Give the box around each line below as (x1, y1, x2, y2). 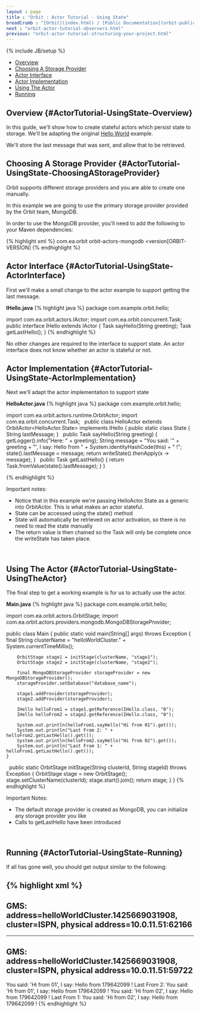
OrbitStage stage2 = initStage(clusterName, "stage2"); (17, 659, 159, 665)
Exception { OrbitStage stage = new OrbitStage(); (6, 770, 127, 777)
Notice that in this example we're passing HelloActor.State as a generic (14, 497, 189, 504)
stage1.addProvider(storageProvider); (17, 691, 113, 697)
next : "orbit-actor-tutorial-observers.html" (6, 25, 124, 32)
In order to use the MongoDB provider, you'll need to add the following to (6, 219, 185, 227)
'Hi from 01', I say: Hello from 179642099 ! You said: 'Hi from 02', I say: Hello (6, 987, 193, 995)
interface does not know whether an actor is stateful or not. (6, 346, 152, 354)
